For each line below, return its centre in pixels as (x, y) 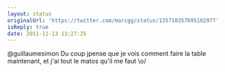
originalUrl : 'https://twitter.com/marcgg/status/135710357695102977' (113, 20)
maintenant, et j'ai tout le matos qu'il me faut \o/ (77, 61)
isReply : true (28, 27)
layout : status (30, 14)
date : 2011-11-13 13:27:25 (47, 34)
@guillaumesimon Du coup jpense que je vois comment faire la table (107, 54)
